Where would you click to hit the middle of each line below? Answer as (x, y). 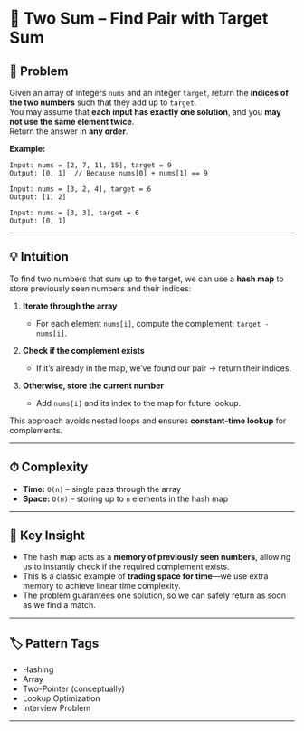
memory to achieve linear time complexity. (101, 586)
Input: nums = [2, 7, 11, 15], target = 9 (90, 166)
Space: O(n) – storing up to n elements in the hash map (125, 498)
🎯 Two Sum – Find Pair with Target (139, 19)
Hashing (38, 669)
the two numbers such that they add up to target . (103, 102)
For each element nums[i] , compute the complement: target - (152, 323)
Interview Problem (57, 708)
